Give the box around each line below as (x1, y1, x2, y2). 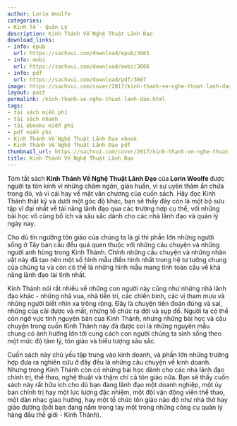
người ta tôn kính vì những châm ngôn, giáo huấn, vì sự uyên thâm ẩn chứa (7, 182, 224, 190)
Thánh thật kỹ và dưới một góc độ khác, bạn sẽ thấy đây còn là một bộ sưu (7, 196, 225, 205)
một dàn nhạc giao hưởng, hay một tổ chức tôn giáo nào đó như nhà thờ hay (7, 395, 228, 403)
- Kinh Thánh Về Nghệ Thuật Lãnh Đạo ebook (7, 135, 138, 142)
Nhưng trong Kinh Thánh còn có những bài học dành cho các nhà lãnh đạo (7, 365, 225, 374)
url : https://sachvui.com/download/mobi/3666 (13, 63, 150, 70)
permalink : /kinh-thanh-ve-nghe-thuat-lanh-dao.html (7, 96, 166, 103)
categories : (7, 17, 42, 24)
